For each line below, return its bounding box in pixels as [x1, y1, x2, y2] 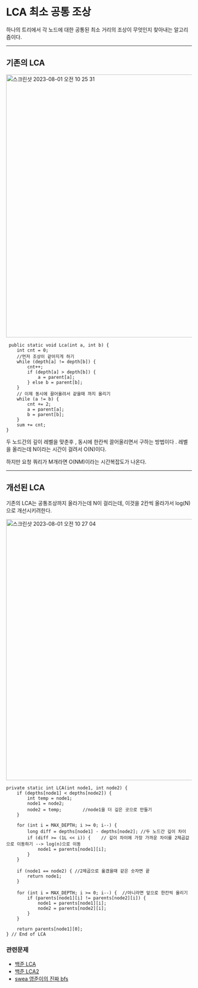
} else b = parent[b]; [27, 379, 83, 385]
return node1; [27, 873, 62, 879]
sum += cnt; [16, 422, 46, 428]
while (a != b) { [16, 396, 60, 402]
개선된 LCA [6, 483, 45, 493]
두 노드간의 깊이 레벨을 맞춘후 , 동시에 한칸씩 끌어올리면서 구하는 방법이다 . [6, 438, 177, 445]
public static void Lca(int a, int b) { [8, 342, 110, 348]
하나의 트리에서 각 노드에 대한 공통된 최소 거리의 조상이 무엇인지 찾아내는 [6, 26, 173, 33]
